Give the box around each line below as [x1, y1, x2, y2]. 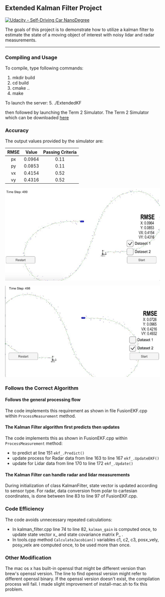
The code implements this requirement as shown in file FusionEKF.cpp [5, 407, 147, 413]
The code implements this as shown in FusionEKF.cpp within [5, 435, 128, 441]
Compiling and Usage [5, 54, 57, 61]
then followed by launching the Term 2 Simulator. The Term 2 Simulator [5, 109, 149, 115]
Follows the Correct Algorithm [5, 384, 79, 391]
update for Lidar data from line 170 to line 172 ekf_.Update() [12, 461, 134, 466]
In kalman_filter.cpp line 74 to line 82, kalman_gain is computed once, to [12, 526, 157, 532]
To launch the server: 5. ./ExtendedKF [5, 100, 82, 106]
